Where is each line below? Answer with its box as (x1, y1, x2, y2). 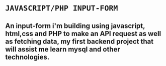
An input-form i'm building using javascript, (5, 21, 145, 30)
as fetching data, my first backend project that (5, 37, 154, 45)
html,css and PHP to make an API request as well (5, 29, 161, 38)
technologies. (5, 52, 50, 61)
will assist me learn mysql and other (5, 45, 121, 53)
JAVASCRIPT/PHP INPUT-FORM (5, 3, 118, 13)
